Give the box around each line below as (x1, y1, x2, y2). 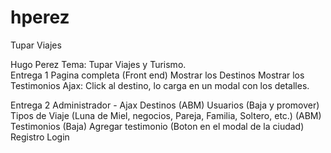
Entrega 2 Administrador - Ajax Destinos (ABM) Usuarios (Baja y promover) (10, 99, 320, 111)
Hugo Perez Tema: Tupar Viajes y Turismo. (10, 58, 187, 70)
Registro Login (10, 131, 70, 143)
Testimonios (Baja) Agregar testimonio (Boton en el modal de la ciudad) (10, 120, 305, 132)
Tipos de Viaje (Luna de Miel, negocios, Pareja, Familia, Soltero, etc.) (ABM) (10, 109, 322, 121)
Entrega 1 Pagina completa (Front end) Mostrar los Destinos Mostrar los (10, 69, 305, 81)
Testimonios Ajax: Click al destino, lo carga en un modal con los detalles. (10, 79, 310, 91)
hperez (10, 6, 70, 29)
